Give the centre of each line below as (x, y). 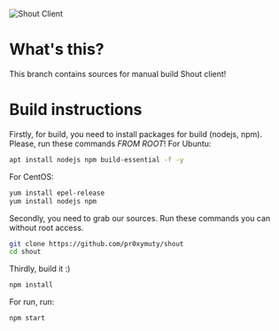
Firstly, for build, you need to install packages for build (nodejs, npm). (136, 134)
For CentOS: (32, 176)
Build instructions (76, 110)
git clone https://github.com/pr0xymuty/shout (97, 243)
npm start (27, 319)
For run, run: (32, 302)
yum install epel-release (57, 193)
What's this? (57, 50)
